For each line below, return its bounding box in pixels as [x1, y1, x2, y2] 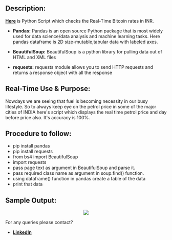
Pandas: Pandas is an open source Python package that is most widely [12, 28, 163, 34]
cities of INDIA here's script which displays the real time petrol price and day [5, 109, 167, 115]
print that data [12, 181, 43, 187]
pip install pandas [12, 143, 50, 149]
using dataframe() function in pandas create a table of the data [12, 176, 146, 182]
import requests [12, 159, 47, 165]
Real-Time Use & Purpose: [5, 84, 91, 93]
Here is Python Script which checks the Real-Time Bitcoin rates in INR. [5, 17, 154, 24]
